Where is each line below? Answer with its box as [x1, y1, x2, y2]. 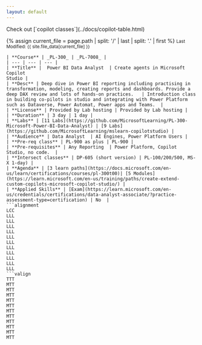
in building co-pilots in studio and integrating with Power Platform [6, 96, 188, 103]
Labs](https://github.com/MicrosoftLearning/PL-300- [52, 117, 188, 124]
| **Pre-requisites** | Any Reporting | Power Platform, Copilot [6, 144, 177, 150]
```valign [6, 271, 31, 277]
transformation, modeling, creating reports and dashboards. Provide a [6, 86, 191, 92]
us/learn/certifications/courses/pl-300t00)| [6, 170, 123, 176]
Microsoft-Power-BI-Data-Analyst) [6, 123, 94, 129]
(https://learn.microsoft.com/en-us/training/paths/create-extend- [6, 176, 180, 182]
